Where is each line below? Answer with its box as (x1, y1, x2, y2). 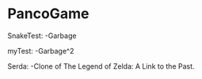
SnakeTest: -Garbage (7, 31, 77, 40)
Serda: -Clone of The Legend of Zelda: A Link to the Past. (7, 61, 195, 71)
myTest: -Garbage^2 (7, 46, 74, 55)
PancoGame (7, 5, 90, 23)
